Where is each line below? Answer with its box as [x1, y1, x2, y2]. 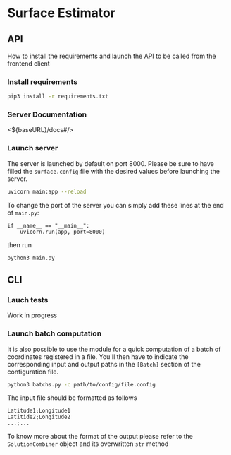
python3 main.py [7, 254, 55, 261]
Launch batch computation [7, 329, 102, 338]
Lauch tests [7, 295, 49, 305]
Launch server [7, 143, 58, 153]
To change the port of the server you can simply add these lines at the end [7, 201, 224, 209]
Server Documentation [7, 110, 87, 119]
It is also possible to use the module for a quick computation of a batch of [7, 345, 221, 353]
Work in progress [7, 311, 58, 319]
